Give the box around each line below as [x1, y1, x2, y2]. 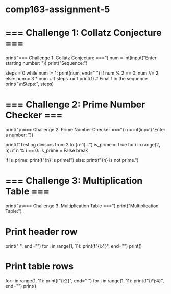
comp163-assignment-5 [5, 4, 110, 15]
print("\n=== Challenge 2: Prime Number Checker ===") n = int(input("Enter [5, 127, 166, 133]
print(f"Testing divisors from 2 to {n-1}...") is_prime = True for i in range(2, [5, 142, 161, 148]
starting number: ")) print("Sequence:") [5, 60, 88, 66]
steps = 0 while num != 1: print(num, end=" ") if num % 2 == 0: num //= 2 [5, 70, 159, 76]
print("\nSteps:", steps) [5, 81, 54, 87]
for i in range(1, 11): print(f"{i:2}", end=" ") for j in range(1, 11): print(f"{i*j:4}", [5, 277, 164, 284]
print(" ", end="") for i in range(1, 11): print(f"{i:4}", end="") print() [5, 242, 142, 249]
